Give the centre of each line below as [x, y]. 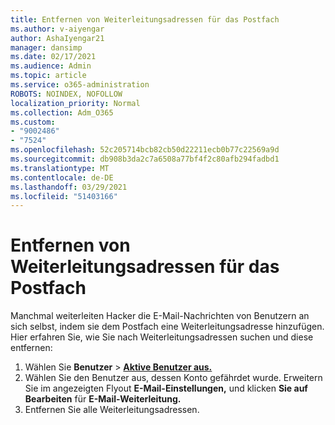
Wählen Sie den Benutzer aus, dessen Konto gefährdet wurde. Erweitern [173, 378]
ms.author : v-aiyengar [57, 29]
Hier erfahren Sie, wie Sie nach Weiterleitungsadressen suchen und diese [162, 337]
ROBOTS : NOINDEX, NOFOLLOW [66, 94]
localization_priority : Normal [75, 103]
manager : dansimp [46, 47]
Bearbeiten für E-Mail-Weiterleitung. [103, 399]
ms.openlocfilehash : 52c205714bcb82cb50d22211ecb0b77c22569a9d [145, 150]
